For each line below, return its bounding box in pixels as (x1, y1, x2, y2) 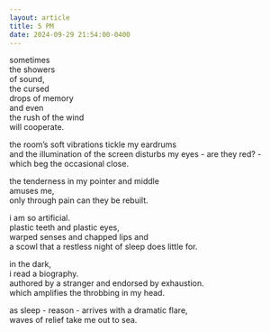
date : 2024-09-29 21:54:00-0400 (9, 30, 130, 39)
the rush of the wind (9, 112, 85, 123)
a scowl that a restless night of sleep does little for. (9, 241, 198, 253)
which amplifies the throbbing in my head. (9, 288, 165, 299)
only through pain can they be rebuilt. (9, 195, 148, 206)
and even (9, 103, 44, 114)
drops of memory (9, 93, 74, 104)
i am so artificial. (9, 213, 70, 224)
